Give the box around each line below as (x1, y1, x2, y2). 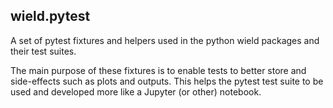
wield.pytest (10, 8, 91, 25)
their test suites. (10, 45, 77, 57)
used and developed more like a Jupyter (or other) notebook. (10, 85, 262, 98)
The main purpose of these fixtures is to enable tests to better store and (10, 64, 307, 76)
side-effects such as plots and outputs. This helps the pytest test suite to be (10, 75, 324, 87)
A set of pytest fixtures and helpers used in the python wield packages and (10, 34, 320, 46)
